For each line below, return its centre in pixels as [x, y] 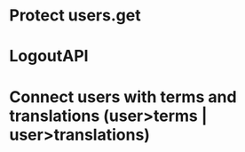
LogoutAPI [49, 56]
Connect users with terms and [123, 96]
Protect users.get [75, 16]
